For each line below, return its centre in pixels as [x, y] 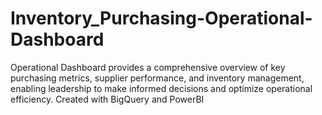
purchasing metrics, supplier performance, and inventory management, [157, 78]
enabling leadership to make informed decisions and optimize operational [161, 88]
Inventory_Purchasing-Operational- [161, 18]
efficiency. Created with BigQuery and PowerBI [107, 99]
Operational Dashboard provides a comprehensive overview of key [148, 67]
